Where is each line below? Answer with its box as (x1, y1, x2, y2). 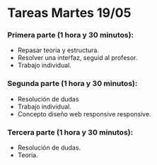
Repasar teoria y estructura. (17, 46, 99, 54)
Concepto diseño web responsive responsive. (17, 109, 151, 118)
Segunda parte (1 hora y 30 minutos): (7, 79, 138, 89)
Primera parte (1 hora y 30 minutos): (7, 30, 134, 40)
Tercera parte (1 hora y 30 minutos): (7, 127, 133, 137)
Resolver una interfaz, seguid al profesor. (17, 54, 138, 62)
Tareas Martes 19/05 (7, 5, 132, 21)
